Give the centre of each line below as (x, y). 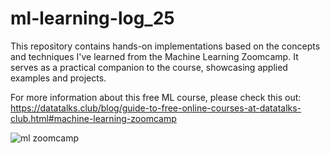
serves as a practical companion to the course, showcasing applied (149, 67)
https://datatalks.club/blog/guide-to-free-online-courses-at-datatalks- (156, 108)
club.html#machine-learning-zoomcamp (93, 118)
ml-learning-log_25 (92, 18)
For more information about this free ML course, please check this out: (156, 97)
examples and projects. (58, 78)
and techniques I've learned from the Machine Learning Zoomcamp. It (154, 56)
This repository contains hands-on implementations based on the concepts (165, 46)
